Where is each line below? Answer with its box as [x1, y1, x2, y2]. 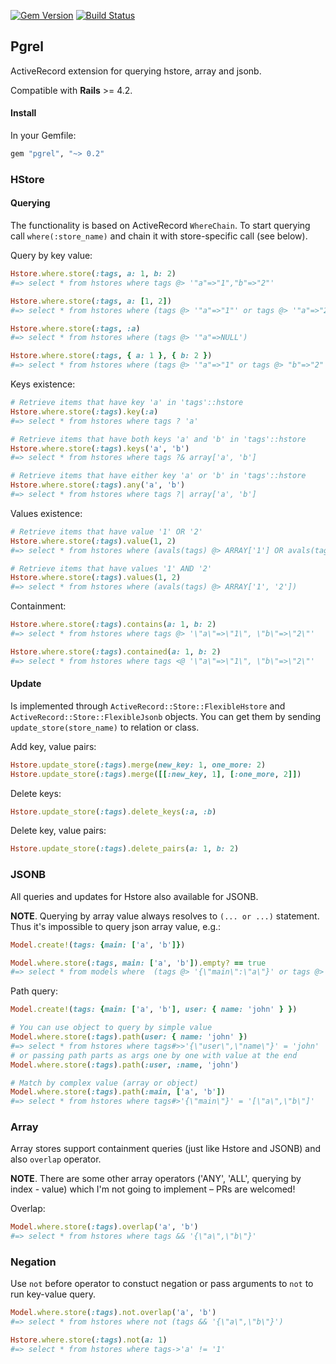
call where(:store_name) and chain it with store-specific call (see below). [10, 230, 308, 242]
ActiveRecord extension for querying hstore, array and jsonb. [10, 65, 262, 77]
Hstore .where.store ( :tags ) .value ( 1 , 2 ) [10, 536, 177, 546]
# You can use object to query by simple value [10, 1023, 213, 1033]
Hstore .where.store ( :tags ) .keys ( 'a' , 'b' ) [10, 443, 190, 454]
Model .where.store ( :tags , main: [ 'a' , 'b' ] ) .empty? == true [10, 958, 267, 968]
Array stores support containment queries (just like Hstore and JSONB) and [10, 1143, 322, 1155]
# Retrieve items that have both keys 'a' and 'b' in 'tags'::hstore [10, 434, 307, 444]
